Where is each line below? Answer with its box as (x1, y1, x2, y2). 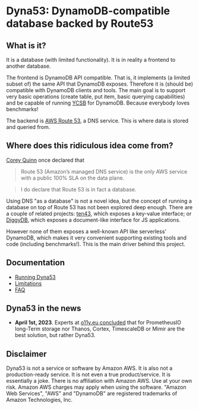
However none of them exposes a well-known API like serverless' (6, 228, 167, 235)
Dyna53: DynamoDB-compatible (6, 4, 170, 18)
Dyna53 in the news (6, 303, 81, 313)
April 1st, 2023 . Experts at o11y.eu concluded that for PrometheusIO (14, 319, 182, 326)
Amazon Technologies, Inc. (6, 397, 73, 404)
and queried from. (6, 124, 50, 130)
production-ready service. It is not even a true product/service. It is (6, 371, 171, 378)
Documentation (6, 257, 65, 268)
